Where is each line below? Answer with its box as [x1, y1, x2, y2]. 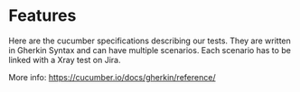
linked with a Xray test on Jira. [8, 54, 121, 65]
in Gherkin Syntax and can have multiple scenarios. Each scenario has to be [8, 44, 291, 55]
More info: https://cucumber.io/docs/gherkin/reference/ [8, 71, 216, 82]
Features [8, 5, 77, 26]
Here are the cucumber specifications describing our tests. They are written [8, 35, 291, 46]
